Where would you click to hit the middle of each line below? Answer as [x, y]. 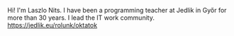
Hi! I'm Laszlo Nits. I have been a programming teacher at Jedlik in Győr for [117, 10]
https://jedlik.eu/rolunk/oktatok [52, 25]
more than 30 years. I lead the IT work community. [81, 18]
